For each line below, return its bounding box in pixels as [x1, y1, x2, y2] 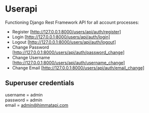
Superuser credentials [5, 79, 74, 87]
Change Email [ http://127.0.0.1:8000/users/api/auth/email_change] [12, 65, 145, 71]
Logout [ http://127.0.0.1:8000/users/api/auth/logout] [12, 39, 116, 45]
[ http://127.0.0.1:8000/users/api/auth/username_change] [12, 60, 125, 65]
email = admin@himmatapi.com [5, 102, 69, 108]
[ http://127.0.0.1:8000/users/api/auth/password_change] [12, 49, 125, 55]
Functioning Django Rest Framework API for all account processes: [5, 19, 139, 25]
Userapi [5, 3, 37, 15]
